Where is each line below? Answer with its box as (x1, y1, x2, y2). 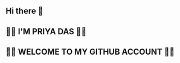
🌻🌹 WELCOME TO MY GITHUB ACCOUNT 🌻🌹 (5, 47, 175, 57)
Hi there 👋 (5, 6, 43, 16)
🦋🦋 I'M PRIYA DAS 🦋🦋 (5, 26, 87, 37)
